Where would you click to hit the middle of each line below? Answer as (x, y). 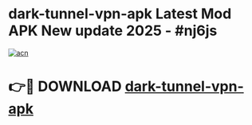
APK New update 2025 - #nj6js (113, 31)
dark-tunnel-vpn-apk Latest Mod (120, 14)
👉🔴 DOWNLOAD (65, 86)
